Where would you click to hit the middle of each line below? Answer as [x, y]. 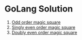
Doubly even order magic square [44, 32]
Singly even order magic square [43, 27]
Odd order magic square [36, 22]
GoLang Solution [39, 9]
